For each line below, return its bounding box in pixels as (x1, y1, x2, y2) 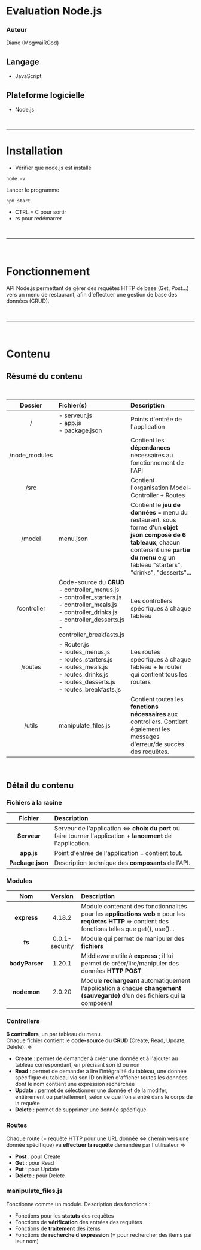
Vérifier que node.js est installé (14, 164, 92, 172)
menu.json (59, 534, 89, 543)
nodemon (12, 988, 41, 996)
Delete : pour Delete (14, 1172, 65, 1179)
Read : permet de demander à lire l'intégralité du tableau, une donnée (14, 1067, 187, 1075)
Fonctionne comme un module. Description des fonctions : (6, 1200, 151, 1207)
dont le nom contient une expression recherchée (14, 1081, 135, 1088)
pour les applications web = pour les (80, 910, 185, 918)
